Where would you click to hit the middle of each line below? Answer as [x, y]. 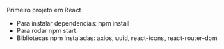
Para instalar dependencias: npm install [73, 23]
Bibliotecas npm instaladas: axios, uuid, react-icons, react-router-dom [117, 38]
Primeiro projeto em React [44, 10]
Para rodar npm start [46, 31]
